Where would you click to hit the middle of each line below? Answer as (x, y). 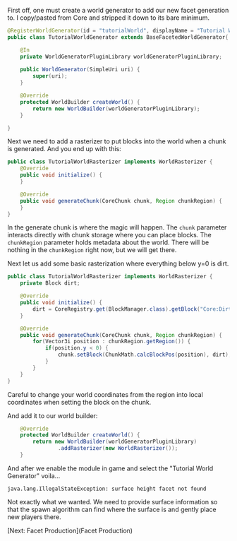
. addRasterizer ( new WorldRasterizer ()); (118, 448)
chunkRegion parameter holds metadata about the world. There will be (108, 242)
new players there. (34, 517)
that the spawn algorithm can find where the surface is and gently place (112, 509)
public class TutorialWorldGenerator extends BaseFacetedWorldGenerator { (118, 37)
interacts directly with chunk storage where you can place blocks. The (109, 235)
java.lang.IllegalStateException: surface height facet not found (107, 489)
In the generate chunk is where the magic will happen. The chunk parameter (117, 227)
